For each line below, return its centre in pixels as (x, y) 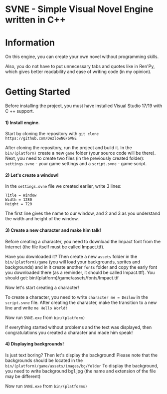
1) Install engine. (22, 122)
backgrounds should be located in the (44, 360)
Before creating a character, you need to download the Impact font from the (83, 241)
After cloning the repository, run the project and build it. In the (69, 148)
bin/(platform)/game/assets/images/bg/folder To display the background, (82, 365)
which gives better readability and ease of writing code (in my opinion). (78, 72)
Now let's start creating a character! (42, 287)
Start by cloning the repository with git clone (52, 134)
